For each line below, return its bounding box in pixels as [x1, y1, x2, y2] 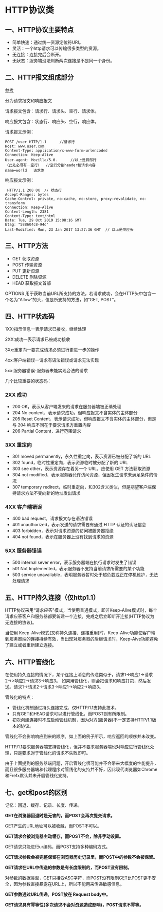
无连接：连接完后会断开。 [12, 52, 64, 57]
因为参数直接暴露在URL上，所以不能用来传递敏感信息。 [13, 881, 125, 887]
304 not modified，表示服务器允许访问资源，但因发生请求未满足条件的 [12, 472, 154, 478]
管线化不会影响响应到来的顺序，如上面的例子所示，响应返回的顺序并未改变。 [5, 734, 159, 739]
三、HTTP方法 [5, 242, 49, 250]
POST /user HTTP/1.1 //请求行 [5, 139, 75, 144]
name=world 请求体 [5, 168, 45, 173]
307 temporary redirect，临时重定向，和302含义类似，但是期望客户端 [12, 484, 152, 490]
